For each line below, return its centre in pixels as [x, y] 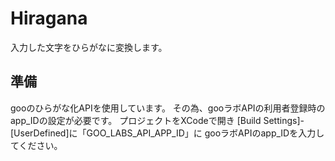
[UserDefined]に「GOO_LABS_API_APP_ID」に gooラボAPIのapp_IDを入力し [167, 133]
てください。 [36, 145]
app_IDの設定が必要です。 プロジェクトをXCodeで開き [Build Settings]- [157, 120]
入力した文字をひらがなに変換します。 [89, 47]
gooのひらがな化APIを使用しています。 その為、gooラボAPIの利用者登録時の [168, 108]
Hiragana [49, 18]
